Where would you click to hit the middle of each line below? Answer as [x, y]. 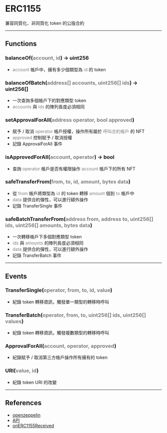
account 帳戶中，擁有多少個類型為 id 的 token [59, 69]
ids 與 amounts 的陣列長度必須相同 [48, 243]
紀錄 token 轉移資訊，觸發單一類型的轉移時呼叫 [61, 302]
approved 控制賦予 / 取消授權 [42, 138]
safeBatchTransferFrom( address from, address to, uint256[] [79, 219]
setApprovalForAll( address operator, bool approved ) [70, 120]
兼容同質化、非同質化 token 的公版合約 [45, 23]
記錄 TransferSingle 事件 [37, 206]
